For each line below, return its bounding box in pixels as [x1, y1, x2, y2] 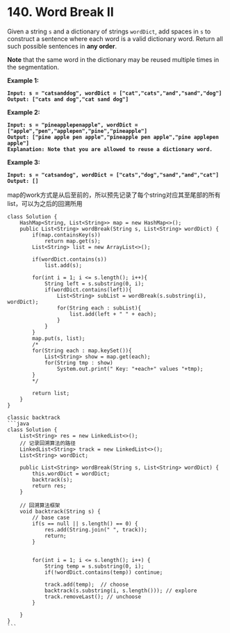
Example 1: [7, 76, 40, 84]
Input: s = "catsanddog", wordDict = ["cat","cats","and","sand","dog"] [7, 90, 222, 97]
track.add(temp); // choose [44, 581, 129, 588]
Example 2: [7, 108, 40, 116]
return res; [32, 482, 67, 489]
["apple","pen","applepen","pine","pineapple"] [7, 127, 148, 134]
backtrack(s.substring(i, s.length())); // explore [44, 587, 197, 594]
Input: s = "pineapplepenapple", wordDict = [7, 121, 138, 129]
